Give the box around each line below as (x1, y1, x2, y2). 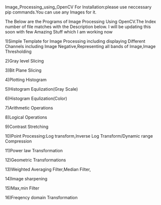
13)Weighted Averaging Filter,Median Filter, (5, 167, 91, 172)
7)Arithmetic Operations (5, 105, 54, 110)
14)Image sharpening (5, 176, 48, 181)
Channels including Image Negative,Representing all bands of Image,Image (5, 44, 156, 49)
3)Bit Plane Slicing (5, 67, 42, 73)
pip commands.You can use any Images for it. (5, 9, 97, 15)
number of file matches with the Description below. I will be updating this (5, 24, 151, 30)
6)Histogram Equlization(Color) (5, 95, 67, 101)
